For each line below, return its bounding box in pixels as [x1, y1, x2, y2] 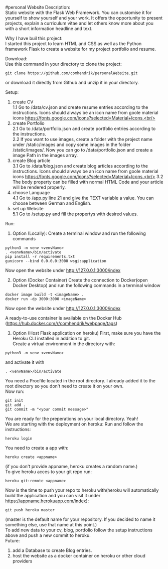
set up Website [12, 206, 44, 211]
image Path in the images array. [12, 153, 78, 158]
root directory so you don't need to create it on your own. [5, 383, 124, 389]
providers [12, 558, 33, 564]
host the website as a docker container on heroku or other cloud [12, 553, 145, 558]
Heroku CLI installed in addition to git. [12, 336, 90, 341]
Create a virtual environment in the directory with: [12, 341, 115, 347]
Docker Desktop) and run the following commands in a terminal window [12, 282, 160, 288]
